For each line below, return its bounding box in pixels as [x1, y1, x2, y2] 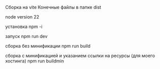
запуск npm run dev [5, 33, 48, 39]
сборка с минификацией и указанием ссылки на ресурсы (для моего [5, 52, 155, 58]
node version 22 [5, 14, 39, 19]
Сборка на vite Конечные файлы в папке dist [5, 4, 101, 10]
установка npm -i [5, 23, 43, 29]
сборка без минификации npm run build [5, 43, 91, 49]
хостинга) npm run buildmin [5, 58, 64, 64]
